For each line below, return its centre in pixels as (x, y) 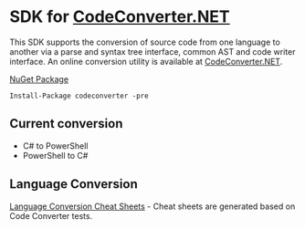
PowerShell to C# (55, 155)
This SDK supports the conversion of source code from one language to (145, 42)
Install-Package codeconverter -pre (79, 96)
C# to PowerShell (55, 146)
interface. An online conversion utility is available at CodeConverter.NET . (146, 61)
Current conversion (66, 124)
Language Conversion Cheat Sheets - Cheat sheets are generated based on (152, 206)
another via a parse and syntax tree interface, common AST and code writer (152, 51)
